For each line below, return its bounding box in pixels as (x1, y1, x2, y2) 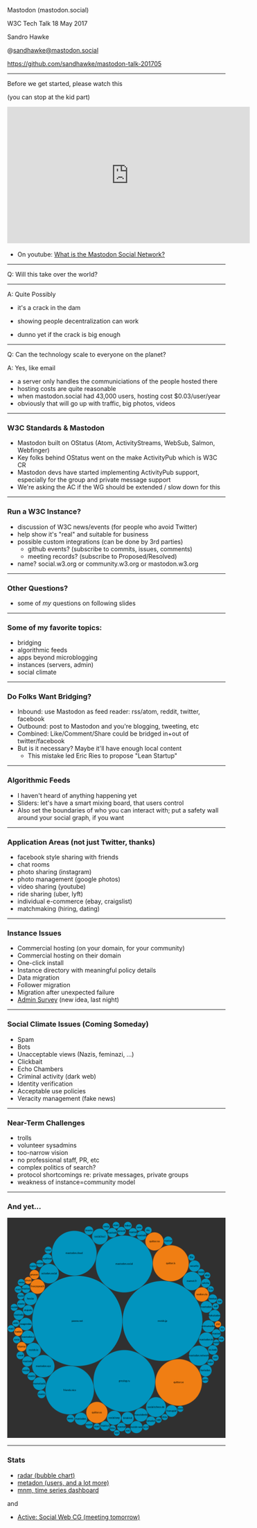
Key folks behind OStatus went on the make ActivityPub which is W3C (17, 453, 218, 462)
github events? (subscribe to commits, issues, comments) (27, 544, 193, 553)
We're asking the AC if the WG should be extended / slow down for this (17, 483, 220, 492)
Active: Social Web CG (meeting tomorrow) (17, 1513, 141, 1521)
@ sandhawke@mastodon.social (7, 46, 99, 54)
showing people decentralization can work (17, 317, 139, 325)
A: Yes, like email (7, 364, 55, 372)
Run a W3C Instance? (7, 507, 82, 516)
